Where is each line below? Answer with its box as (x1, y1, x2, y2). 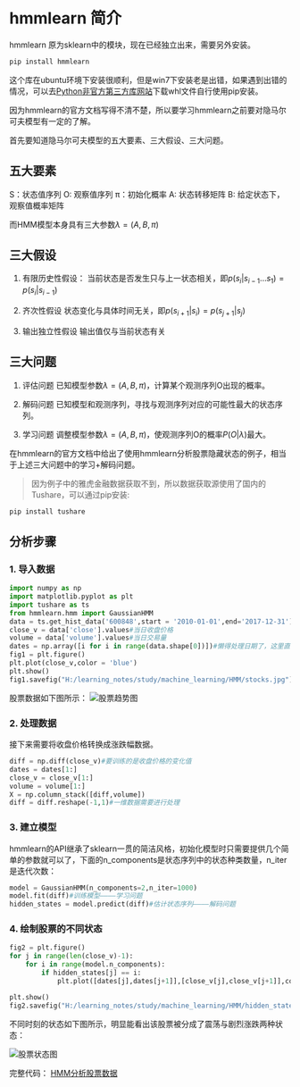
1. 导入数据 (9, 563, 55, 575)
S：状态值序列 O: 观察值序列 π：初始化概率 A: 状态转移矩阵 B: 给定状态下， (9, 188, 285, 199)
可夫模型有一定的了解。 (9, 115, 96, 126)
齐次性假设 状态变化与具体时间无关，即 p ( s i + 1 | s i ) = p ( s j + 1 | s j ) (21, 305, 246, 318)
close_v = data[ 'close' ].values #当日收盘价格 (9, 625, 174, 634)
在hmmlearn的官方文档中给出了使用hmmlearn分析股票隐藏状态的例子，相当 (9, 447, 287, 458)
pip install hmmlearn (9, 57, 90, 66)
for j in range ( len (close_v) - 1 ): (9, 952, 134, 961)
